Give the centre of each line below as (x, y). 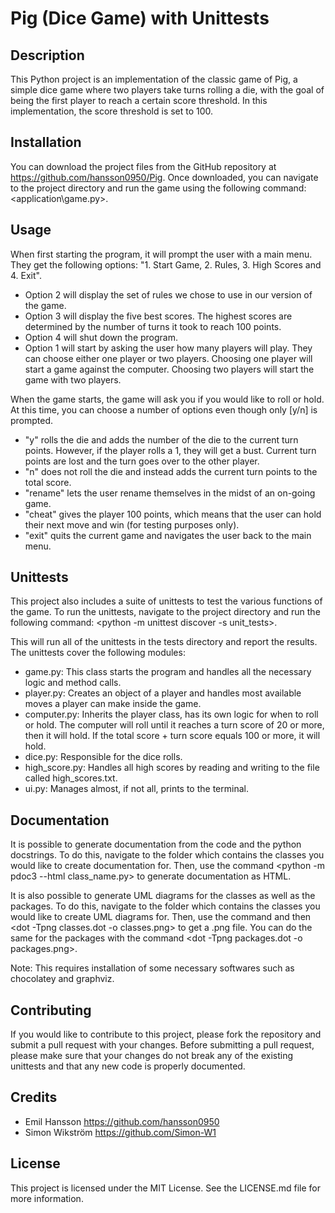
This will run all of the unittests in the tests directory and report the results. (164, 642)
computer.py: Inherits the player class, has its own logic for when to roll (171, 714)
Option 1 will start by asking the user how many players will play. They (168, 348)
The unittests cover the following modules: (98, 653)
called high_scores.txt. (71, 778)
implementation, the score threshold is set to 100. (112, 111)
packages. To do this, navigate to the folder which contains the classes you (165, 906)
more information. (47, 1198)
